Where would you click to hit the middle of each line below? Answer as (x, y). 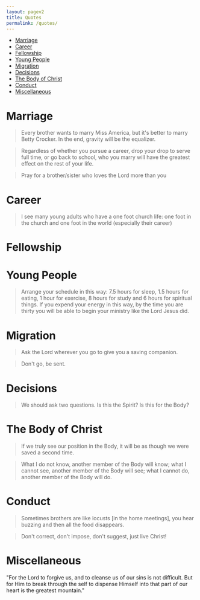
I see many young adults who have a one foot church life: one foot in (106, 217)
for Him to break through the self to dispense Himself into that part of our (97, 584)
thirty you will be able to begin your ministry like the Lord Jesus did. (105, 311)
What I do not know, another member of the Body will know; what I (104, 464)
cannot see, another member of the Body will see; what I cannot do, (105, 471)
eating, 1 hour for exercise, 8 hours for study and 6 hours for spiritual (106, 298)
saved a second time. (48, 453)
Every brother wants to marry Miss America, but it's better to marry (104, 133)
